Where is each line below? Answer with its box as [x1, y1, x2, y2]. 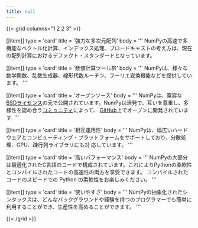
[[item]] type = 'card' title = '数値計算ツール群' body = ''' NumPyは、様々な [6, 64, 188, 71]
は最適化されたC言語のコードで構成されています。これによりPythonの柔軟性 [6, 161, 192, 168]
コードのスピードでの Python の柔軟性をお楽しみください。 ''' [6, 175, 157, 183]
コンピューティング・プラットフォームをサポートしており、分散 [26, 133, 181, 141]
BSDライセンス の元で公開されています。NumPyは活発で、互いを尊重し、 [6, 99, 184, 106]
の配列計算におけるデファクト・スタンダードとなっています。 [6, 51, 155, 59]
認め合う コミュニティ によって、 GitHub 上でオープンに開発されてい [21, 106, 184, 113]
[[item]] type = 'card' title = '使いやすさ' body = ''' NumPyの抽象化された [6, 188, 183, 196]
